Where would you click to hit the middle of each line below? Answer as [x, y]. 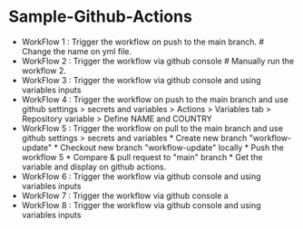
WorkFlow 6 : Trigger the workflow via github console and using [141, 176]
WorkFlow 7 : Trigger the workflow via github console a [125, 196]
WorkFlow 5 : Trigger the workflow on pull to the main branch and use [152, 128]
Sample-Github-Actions [100, 17]
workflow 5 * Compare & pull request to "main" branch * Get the [142, 157]
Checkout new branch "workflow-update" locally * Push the [172, 148]
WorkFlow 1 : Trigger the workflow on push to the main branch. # [143, 42]
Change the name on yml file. [77, 51]
